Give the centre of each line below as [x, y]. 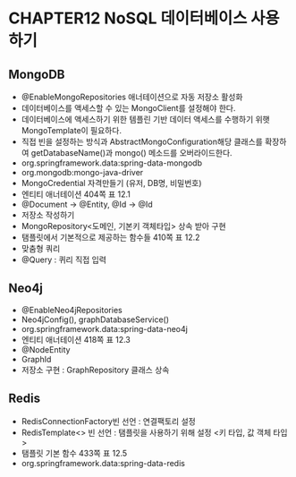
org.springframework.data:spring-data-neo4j [105, 328]
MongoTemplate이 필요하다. [72, 130]
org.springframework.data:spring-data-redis [103, 463]
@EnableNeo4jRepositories [72, 310]
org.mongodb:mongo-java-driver [82, 172]
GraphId [36, 359]
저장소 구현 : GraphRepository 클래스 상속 [95, 370]
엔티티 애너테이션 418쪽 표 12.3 [76, 339]
